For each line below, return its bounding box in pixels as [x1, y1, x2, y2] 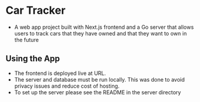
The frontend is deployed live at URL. [14, 70, 106, 77]
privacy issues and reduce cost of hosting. [14, 82, 120, 89]
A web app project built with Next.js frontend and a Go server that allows [14, 23, 194, 31]
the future [14, 36, 40, 43]
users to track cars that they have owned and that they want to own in [14, 29, 187, 37]
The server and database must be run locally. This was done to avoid [14, 76, 185, 83]
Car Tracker [5, 4, 66, 17]
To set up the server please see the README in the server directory [14, 88, 181, 96]
